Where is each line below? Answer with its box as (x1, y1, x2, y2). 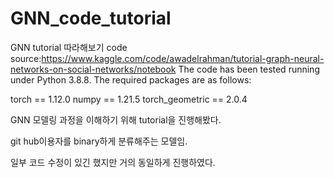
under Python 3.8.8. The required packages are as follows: (10, 73, 252, 86)
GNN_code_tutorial (10, 7, 172, 30)
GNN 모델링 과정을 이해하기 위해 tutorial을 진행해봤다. (10, 113, 222, 126)
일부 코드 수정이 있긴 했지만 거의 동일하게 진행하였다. (10, 156, 216, 168)
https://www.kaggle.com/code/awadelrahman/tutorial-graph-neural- (41, 52, 325, 64)
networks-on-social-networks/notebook (10, 63, 177, 75)
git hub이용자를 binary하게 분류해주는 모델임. (10, 135, 188, 147)
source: (10, 52, 42, 64)
